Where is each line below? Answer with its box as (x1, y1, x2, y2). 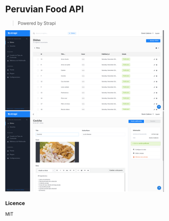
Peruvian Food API (5, 4, 84, 15)
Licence (5, 199, 25, 206)
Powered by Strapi (17, 20, 56, 26)
